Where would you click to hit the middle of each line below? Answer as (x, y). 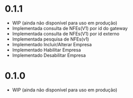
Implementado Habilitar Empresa (46, 50)
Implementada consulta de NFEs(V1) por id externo (66, 34)
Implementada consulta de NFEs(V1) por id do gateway (70, 28)
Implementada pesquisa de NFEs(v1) (51, 39)
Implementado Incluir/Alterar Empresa (52, 44)
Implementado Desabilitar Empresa (49, 55)
